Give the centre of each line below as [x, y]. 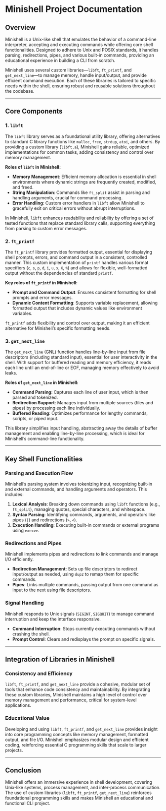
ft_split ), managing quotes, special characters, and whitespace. [79, 509]
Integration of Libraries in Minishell [60, 659]
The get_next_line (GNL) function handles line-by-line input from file [75, 352]
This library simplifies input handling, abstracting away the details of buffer [81, 428]
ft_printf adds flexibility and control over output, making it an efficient [77, 323]
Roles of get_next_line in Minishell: [42, 382]
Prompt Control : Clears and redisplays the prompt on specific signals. [83, 639]
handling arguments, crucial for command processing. [67, 197]
